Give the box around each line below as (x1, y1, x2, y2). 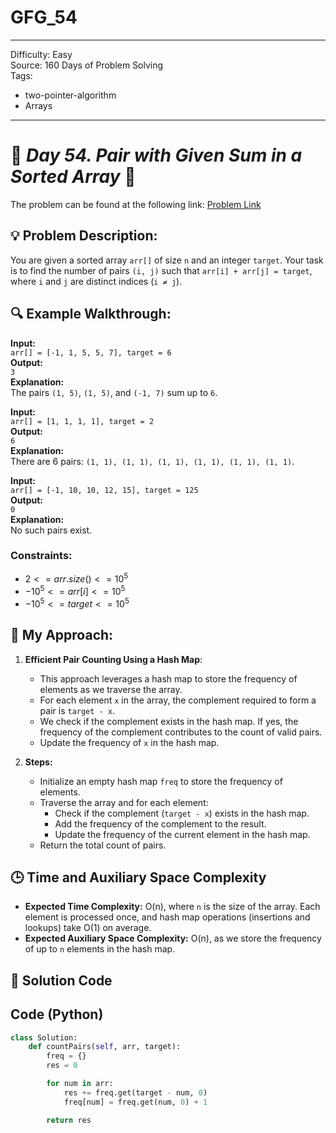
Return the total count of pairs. (39, 839, 167, 851)
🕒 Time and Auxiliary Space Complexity (10, 869, 267, 886)
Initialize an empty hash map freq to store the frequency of (39, 775, 283, 787)
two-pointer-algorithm (24, 89, 117, 101)
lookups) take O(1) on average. (24, 922, 152, 934)
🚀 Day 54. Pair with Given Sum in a (10, 144, 303, 167)
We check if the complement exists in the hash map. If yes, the (39, 715, 299, 727)
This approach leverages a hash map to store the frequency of (39, 672, 298, 685)
